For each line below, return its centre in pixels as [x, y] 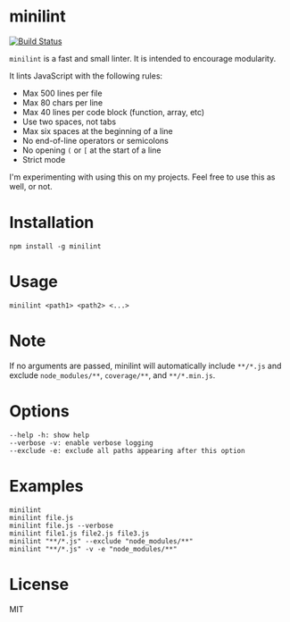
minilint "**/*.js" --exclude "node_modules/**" [101, 541]
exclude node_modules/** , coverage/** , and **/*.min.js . [112, 375]
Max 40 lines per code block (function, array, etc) [113, 112]
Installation [52, 223]
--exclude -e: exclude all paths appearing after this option [127, 450]
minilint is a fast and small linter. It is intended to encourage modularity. [143, 58]
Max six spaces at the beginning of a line [97, 130]
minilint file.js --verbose [62, 525]
